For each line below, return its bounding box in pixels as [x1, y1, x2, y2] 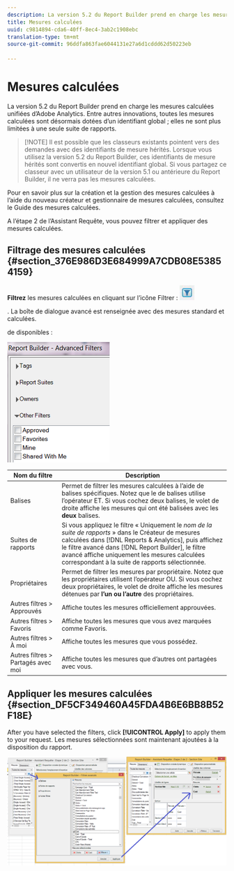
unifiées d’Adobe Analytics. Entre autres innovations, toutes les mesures [7, 109, 214, 118]
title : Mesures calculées [7, 18, 82, 26]
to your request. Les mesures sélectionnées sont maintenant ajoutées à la [7, 736, 219, 744]
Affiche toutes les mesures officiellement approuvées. [61, 603, 216, 611]
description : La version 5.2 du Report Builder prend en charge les [7, 11, 210, 18]
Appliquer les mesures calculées [7, 687, 153, 699]
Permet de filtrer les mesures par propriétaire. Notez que [61, 567, 224, 576]
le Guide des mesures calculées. [7, 203, 101, 211]
